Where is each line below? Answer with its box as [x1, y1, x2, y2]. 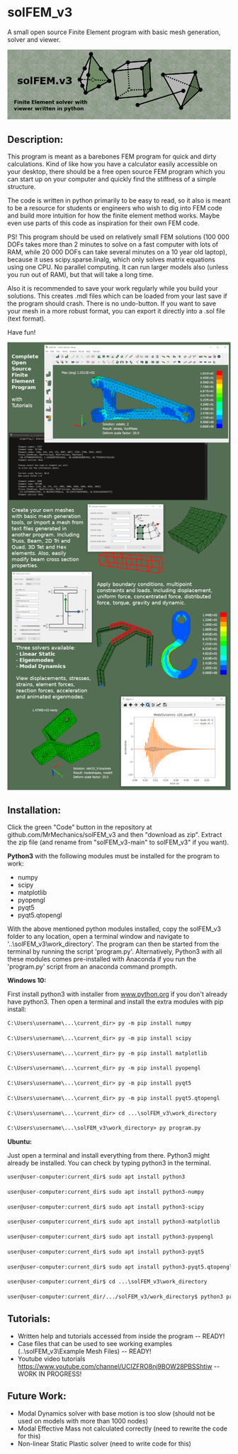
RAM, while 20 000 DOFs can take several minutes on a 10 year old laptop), [7, 248, 228, 257]
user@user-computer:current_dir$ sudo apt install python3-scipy [7, 1203, 204, 1210]
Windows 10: [7, 976, 47, 985]
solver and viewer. [7, 35, 61, 43]
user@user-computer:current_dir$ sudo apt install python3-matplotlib [7, 1218, 220, 1226]
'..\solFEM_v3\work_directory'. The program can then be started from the [7, 939, 220, 949]
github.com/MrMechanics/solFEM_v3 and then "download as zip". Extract [7, 831, 222, 839]
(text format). [7, 314, 46, 323]
